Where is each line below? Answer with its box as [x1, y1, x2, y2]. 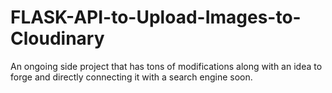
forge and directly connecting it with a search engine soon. [10, 71, 253, 83]
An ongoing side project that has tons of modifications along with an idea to [10, 60, 323, 72]
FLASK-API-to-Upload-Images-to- [10, 6, 302, 29]
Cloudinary [10, 27, 105, 50]
